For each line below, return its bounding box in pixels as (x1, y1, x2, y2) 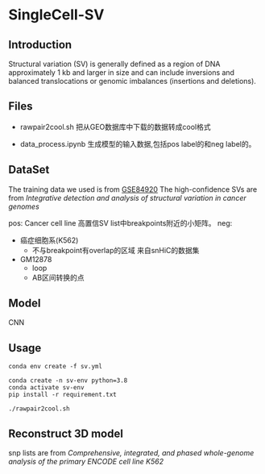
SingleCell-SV (8, 6, 105, 24)
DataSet (8, 163, 50, 177)
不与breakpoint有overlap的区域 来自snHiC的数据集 (31, 245, 200, 255)
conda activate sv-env (8, 384, 85, 392)
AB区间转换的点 (31, 272, 85, 282)
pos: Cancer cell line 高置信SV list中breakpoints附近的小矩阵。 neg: (8, 218, 233, 227)
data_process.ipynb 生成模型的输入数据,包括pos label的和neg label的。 (19, 139, 256, 148)
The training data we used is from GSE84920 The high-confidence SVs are (8, 184, 258, 194)
